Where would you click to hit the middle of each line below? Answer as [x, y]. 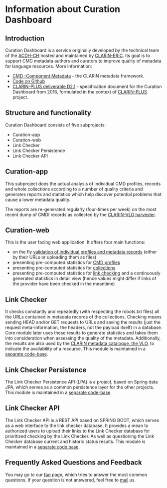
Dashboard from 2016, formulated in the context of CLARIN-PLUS [80, 92]
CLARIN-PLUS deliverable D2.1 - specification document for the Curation [87, 86]
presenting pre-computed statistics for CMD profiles [66, 262]
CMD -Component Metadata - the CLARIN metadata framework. [78, 76]
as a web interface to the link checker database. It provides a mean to [77, 425]
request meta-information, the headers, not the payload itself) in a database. [84, 327]
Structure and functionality [48, 113]
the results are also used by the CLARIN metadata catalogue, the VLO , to [80, 343]
